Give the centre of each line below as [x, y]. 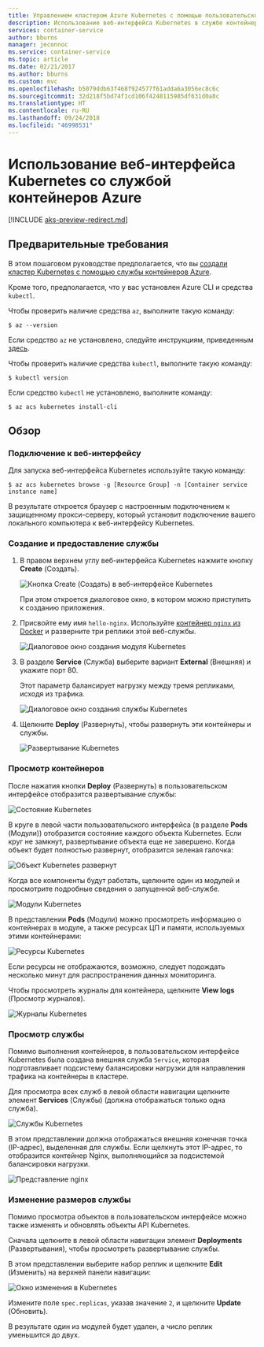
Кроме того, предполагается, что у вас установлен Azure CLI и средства [131, 287]
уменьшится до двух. [44, 1335]
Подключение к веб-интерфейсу [75, 453]
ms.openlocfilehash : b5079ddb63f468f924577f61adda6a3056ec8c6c [114, 89]
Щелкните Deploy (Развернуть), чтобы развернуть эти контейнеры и [135, 725]
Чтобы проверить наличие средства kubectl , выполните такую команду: [130, 363]
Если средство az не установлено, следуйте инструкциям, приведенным [131, 340]
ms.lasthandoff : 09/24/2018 [54, 118]
